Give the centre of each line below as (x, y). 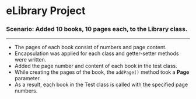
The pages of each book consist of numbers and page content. (90, 47)
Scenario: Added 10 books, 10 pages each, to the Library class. (97, 29)
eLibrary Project (46, 11)
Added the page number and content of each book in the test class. (96, 66)
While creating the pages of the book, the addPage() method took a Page (102, 72)
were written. (30, 60)
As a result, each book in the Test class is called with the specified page (101, 85)
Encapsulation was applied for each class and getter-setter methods (97, 53)
